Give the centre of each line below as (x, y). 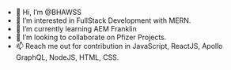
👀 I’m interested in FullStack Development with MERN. (103, 20)
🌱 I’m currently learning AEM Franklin (76, 29)
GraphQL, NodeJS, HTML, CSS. (67, 57)
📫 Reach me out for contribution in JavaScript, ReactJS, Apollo (119, 46)
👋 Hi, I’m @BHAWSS (48, 12)
